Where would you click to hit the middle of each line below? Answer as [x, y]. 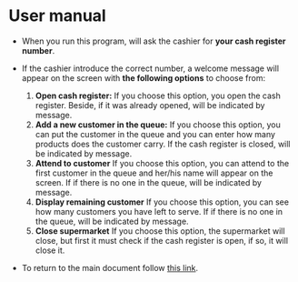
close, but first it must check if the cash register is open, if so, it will [161, 240]
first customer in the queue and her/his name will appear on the [154, 173]
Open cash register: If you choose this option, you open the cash [158, 96]
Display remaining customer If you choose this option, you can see [162, 202]
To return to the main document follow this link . [110, 267]
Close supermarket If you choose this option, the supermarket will [160, 231]
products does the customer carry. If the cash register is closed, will [163, 144]
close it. [50, 250]
